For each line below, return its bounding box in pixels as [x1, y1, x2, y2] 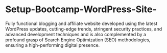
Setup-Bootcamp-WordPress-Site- [5, 4, 157, 15]
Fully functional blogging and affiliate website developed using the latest [5, 20, 158, 26]
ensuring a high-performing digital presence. [5, 42, 100, 48]
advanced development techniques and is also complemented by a [5, 31, 147, 37]
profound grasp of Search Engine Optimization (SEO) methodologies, [5, 37, 151, 43]
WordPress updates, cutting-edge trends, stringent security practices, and [5, 25, 162, 32]
